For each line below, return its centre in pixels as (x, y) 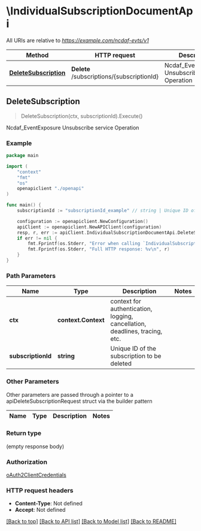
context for (126, 301)
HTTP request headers (40, 491)
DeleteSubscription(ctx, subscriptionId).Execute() (82, 116)
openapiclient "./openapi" (51, 189)
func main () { (24, 205)
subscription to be (136, 356)
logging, (122, 316)
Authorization (27, 461)
